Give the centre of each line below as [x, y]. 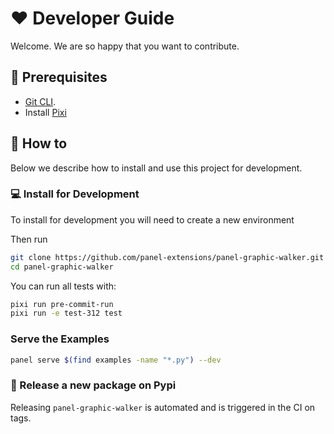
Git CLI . [40, 101]
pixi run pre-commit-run [62, 304]
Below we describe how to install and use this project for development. [156, 168]
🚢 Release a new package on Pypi [93, 385]
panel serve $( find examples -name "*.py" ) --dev [116, 360]
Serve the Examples [60, 339]
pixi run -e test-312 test [66, 313]
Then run [29, 239]
